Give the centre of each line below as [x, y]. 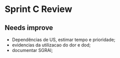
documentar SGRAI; [32, 50]
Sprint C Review [38, 9]
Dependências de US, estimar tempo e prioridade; [63, 39]
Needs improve [29, 28]
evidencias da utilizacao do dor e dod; [51, 45]
